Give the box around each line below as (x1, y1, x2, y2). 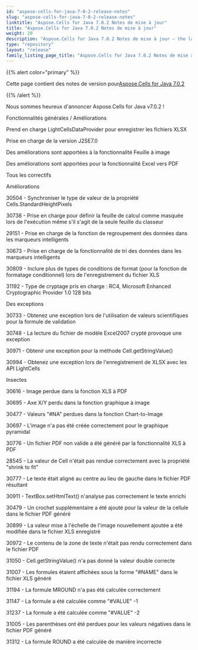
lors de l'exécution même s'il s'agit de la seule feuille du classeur (6, 218, 164, 225)
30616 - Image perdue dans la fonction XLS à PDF (6, 387, 128, 395)
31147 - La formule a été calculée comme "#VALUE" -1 (6, 598, 138, 605)
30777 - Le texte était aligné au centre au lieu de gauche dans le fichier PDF (6, 475, 191, 482)
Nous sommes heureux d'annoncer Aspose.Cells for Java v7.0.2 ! (6, 103, 165, 110)
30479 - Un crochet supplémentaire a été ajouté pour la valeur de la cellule (6, 504, 189, 511)
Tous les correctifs (6, 171, 52, 179)
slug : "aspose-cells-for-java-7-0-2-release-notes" (6, 14, 136, 20)
